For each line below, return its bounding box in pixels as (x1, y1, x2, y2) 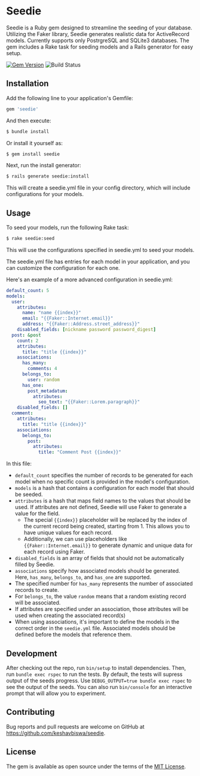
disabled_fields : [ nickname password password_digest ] (17, 327, 156, 333)
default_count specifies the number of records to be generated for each (14, 472, 193, 479)
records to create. (14, 586, 59, 594)
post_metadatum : (27, 388, 68, 394)
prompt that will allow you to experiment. (6, 690, 106, 697)
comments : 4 (27, 366, 58, 372)
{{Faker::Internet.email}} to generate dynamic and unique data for (23, 542, 193, 549)
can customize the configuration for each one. (6, 264, 121, 271)
